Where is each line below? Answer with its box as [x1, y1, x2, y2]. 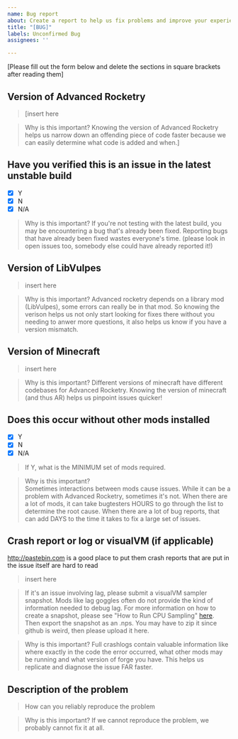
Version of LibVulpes [7, 262, 101, 274]
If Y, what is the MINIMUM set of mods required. [24, 463, 166, 471]
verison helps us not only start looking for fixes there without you [24, 310, 215, 318]
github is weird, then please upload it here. [24, 626, 150, 635]
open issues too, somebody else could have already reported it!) [24, 241, 213, 250]
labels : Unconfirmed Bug [7, 30, 81, 38]
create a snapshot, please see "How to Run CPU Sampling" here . [24, 611, 215, 620]
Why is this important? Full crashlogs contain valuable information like [24, 640, 229, 649]
